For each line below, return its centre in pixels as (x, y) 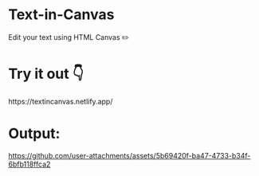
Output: (34, 134)
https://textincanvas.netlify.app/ (61, 101)
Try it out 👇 (46, 74)
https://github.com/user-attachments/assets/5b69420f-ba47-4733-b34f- (129, 155)
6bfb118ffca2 (29, 164)
